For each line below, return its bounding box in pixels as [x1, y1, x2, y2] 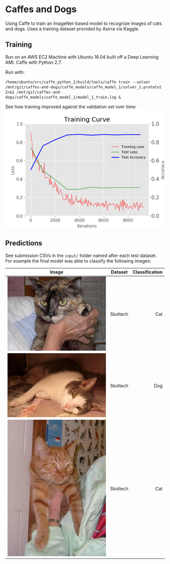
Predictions [5, 239, 42, 248]
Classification [133, 269, 163, 275]
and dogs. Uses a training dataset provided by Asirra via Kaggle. [5, 25, 140, 31]
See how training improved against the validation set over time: [5, 103, 137, 109]
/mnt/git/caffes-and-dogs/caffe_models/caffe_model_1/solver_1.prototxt [5, 85, 162, 90]
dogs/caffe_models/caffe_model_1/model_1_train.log [5, 95, 116, 100]
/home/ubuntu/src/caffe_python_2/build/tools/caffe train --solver [5, 80, 151, 85]
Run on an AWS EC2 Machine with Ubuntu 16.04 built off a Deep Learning [5, 54, 159, 60]
